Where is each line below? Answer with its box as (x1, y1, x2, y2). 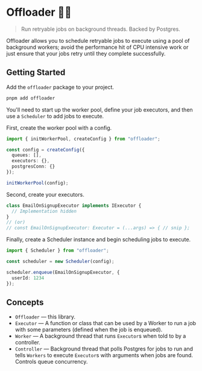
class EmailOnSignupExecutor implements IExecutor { (6, 202, 142, 209)
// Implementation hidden (11, 208, 77, 214)
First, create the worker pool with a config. (6, 124, 112, 132)
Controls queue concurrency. (14, 358, 88, 366)
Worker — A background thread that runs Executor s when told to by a (14, 332, 186, 340)
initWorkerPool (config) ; (6, 180, 69, 186)
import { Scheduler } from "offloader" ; (6, 247, 110, 254)
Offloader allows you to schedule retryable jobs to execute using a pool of (6, 37, 190, 44)
